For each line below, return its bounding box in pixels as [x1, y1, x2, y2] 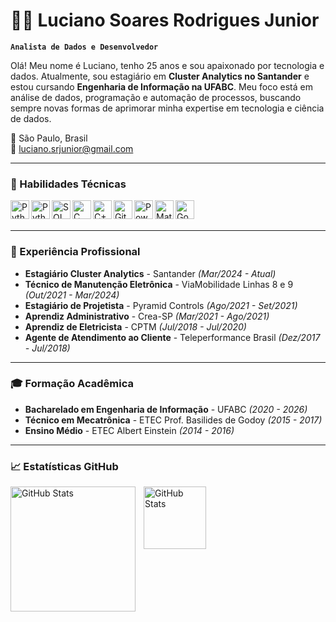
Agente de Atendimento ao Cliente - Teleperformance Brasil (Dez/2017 [24, 331, 321, 343]
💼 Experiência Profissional [10, 245, 141, 259]
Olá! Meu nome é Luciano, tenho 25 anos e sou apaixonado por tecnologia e [10, 59, 325, 71]
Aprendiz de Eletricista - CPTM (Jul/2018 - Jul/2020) [24, 320, 247, 333]
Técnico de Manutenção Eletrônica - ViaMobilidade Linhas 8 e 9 [24, 278, 294, 290]
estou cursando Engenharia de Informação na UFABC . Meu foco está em [10, 80, 313, 93]
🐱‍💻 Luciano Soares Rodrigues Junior [10, 9, 320, 32]
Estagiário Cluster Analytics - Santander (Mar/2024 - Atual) [24, 267, 277, 279]
